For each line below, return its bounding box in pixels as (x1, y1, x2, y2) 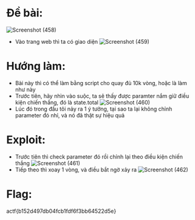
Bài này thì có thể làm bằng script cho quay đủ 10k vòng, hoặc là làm (15, 79, 187, 86)
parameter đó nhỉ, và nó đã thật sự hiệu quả (15, 111, 125, 119)
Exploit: (6, 133, 46, 147)
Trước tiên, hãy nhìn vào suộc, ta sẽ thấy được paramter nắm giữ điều (15, 92, 190, 100)
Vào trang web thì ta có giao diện (15, 38, 98, 45)
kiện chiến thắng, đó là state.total (15, 98, 99, 106)
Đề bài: (6, 6, 43, 20)
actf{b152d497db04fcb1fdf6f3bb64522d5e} (6, 207, 117, 215)
